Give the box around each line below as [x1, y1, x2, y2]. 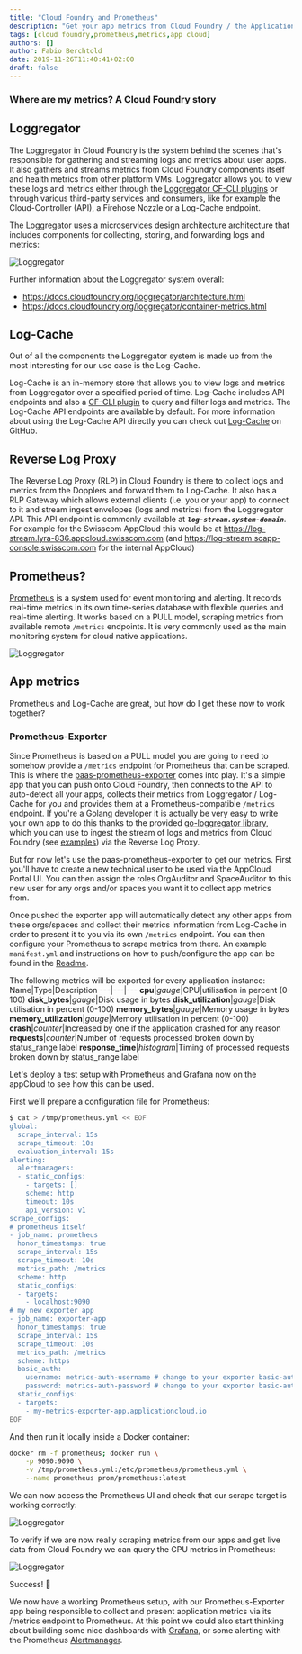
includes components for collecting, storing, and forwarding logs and [9, 229, 265, 240]
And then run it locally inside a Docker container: [9, 1431, 191, 1442]
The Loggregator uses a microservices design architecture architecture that [9, 220, 290, 230]
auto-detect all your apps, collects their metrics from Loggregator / [9, 789, 258, 800]
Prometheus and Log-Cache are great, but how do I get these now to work [9, 698, 286, 709]
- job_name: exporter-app [9, 1315, 106, 1324]
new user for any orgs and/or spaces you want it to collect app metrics [9, 883, 271, 894]
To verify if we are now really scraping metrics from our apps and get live [9, 1534, 281, 1545]
